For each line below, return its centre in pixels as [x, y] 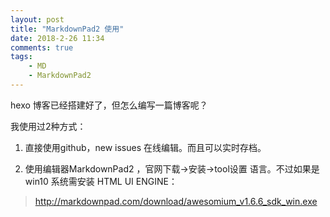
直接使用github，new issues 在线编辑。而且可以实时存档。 [145, 147]
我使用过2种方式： [48, 126]
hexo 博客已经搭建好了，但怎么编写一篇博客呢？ [109, 105]
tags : [21, 57]
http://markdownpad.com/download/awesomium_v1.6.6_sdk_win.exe [176, 201]
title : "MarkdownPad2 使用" [67, 29]
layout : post [37, 19]
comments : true [42, 47]
